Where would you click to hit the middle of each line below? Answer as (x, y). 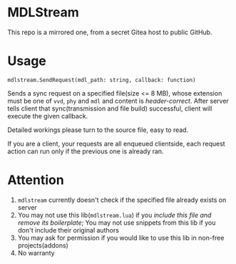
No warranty (36, 253)
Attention (36, 180)
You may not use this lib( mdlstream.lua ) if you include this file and (114, 215)
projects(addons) (43, 245)
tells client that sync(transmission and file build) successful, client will (110, 108)
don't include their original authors (68, 230)
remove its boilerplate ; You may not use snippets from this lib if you (117, 223)
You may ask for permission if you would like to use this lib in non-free (121, 238)
